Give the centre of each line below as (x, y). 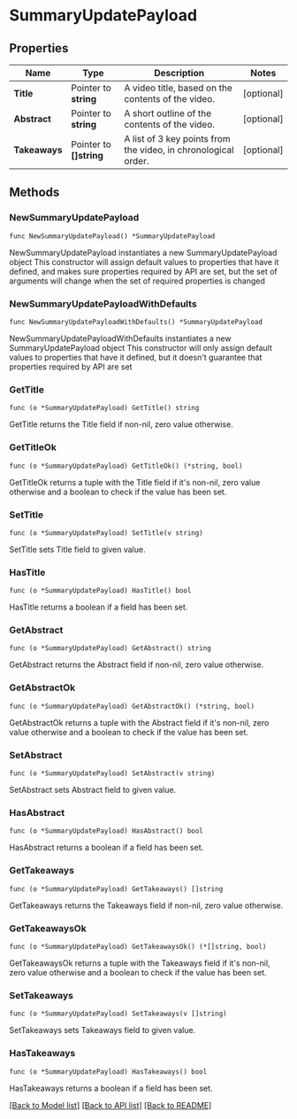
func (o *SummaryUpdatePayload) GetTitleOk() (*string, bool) (126, 466)
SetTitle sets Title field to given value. (77, 549)
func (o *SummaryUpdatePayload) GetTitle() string (104, 408)
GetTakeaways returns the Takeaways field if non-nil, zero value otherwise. (146, 905)
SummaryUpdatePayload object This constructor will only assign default (141, 347)
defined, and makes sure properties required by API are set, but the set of (144, 271)
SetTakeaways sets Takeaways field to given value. (103, 1030)
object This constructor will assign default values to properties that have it (144, 261)
